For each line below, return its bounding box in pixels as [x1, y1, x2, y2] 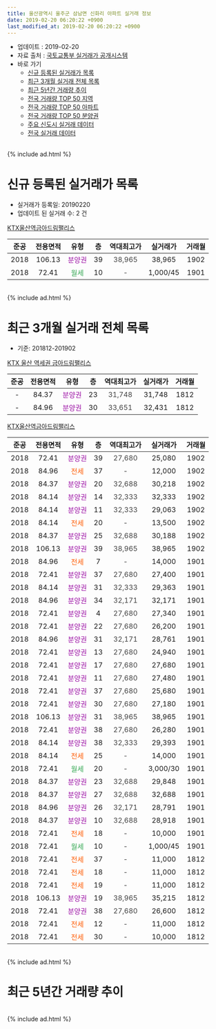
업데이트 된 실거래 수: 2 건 [17, 209, 88, 217]
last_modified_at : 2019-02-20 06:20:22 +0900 [7, 23, 140, 30]
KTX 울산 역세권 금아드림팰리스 [7, 359, 92, 367]
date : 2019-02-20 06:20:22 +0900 [7, 17, 104, 23]
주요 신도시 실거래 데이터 [27, 120, 95, 128]
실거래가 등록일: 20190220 [17, 201, 91, 209]
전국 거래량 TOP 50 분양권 [27, 112, 99, 120]
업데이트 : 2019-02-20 [17, 43, 79, 51]
